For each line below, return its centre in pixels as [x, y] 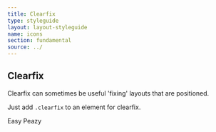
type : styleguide [33, 21]
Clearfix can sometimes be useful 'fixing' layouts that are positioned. [108, 93]
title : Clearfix [31, 14]
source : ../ [25, 47]
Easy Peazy [25, 121]
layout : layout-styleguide [47, 27]
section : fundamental [40, 41]
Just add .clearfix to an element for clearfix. [74, 107]
